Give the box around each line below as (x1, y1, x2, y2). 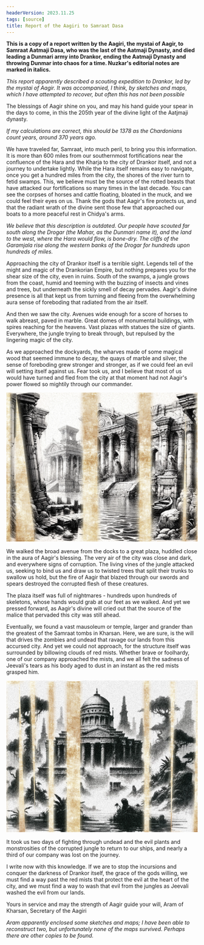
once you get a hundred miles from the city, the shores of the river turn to (6, 171, 191, 179)
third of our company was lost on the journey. (6, 851, 120, 858)
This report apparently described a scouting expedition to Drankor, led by (6, 78, 191, 85)
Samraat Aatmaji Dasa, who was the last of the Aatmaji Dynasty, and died (6, 46, 195, 54)
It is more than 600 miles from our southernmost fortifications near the (6, 152, 183, 160)
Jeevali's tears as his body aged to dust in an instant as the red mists (6, 662, 179, 670)
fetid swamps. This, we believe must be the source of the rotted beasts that (6, 178, 195, 185)
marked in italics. (6, 66, 51, 73)
